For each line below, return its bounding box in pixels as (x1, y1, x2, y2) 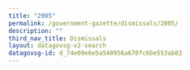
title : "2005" (8, 11, 57, 20)
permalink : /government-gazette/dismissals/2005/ (8, 19, 179, 27)
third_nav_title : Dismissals (8, 34, 107, 43)
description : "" (8, 27, 63, 35)
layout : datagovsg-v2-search (8, 42, 107, 50)
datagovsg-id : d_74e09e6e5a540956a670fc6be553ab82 (8, 49, 183, 57)
